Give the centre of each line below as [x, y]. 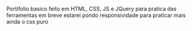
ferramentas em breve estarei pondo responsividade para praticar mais [96, 15]
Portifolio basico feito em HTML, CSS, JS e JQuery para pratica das [91, 9]
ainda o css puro [28, 22]
